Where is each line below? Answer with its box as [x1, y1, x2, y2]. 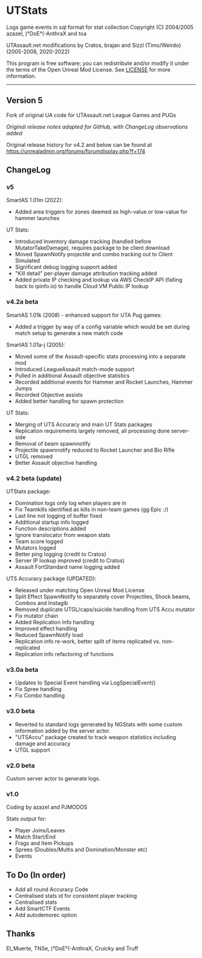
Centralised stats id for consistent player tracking [14, 892, 137, 900]
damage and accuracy [14, 740, 71, 747]
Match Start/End [14, 834, 56, 841]
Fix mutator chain [14, 612, 58, 619]
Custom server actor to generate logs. [6, 775, 101, 782]
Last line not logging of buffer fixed [14, 512, 102, 520]
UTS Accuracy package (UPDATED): [6, 575, 97, 582]
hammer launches [14, 215, 60, 222]
